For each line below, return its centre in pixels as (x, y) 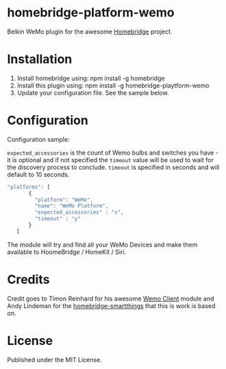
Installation (40, 59)
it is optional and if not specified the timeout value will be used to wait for (110, 160)
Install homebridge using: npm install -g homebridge (91, 78)
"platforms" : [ (29, 187)
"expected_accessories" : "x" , (79, 213)
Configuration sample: (38, 139)
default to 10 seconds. (38, 174)
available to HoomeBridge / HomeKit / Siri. (67, 252)
